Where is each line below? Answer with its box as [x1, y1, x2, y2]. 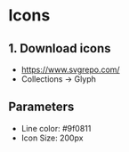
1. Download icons [8, 41, 112, 56]
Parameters [8, 100, 75, 115]
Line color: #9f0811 [20, 123, 92, 133]
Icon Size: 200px [20, 132, 84, 143]
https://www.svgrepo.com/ [20, 64, 121, 75]
